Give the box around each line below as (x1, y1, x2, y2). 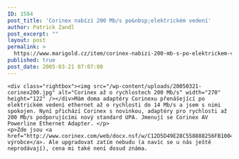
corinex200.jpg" (7, 89, 55, 96)
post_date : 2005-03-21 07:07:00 (7, 63, 103, 70)
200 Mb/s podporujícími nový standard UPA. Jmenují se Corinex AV (7, 114, 208, 121)
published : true (7, 57, 55, 64)
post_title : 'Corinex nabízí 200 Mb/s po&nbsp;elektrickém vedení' (7, 17, 212, 24)
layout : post (7, 37, 46, 44)
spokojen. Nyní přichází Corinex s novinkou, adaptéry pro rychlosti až (7, 107, 228, 114)
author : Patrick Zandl (7, 23, 75, 31)
